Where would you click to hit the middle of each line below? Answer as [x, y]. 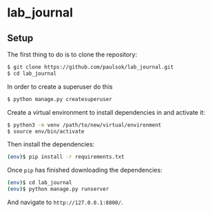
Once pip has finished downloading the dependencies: [85, 170]
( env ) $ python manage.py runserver [58, 189]
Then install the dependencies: [51, 144]
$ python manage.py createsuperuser [60, 99]
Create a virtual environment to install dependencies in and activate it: [106, 112]
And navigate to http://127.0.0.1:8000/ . [65, 202]
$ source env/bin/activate [46, 131]
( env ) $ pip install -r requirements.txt [66, 157]
